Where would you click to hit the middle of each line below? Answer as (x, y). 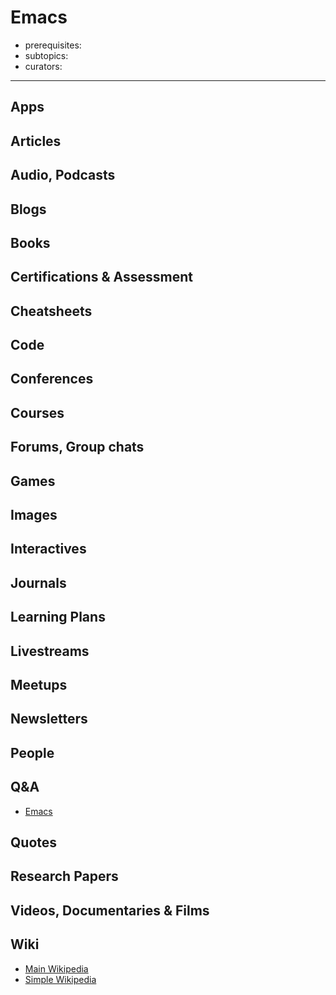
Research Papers (64, 876)
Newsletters (49, 719)
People (32, 752)
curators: (43, 66)
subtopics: (46, 55)
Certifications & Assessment (101, 277)
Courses (37, 412)
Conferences (52, 379)
